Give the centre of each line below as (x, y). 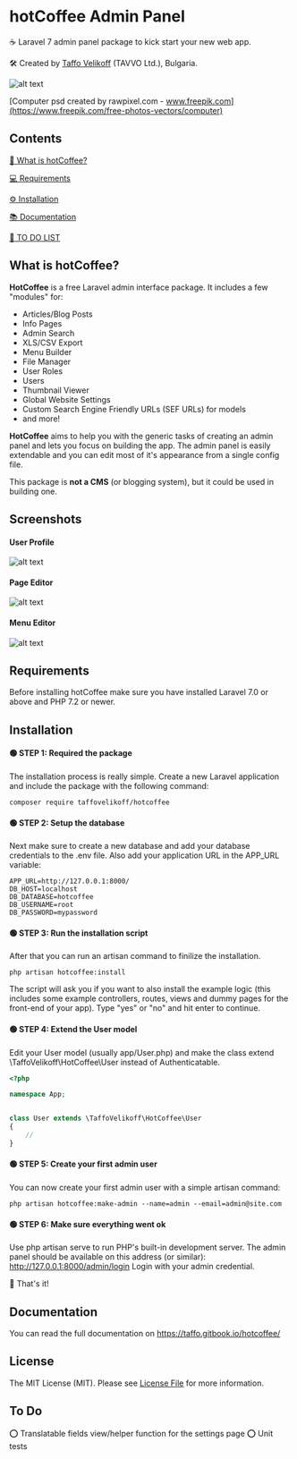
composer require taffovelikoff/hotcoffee (89, 802)
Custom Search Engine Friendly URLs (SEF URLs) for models (134, 409)
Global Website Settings (67, 399)
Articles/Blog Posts (57, 314)
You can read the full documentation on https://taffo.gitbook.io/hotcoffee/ (145, 1334)
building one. (34, 491)
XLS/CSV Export (52, 343)
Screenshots (46, 519)
